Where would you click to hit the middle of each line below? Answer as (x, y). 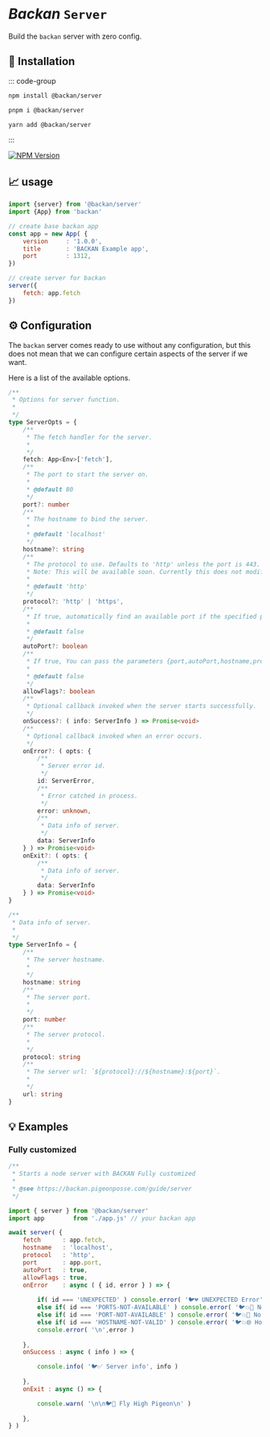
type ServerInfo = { (43, 945)
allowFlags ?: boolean (59, 691)
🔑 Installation (42, 61)
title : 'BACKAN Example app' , (86, 249)
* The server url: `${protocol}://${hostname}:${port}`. (123, 1072)
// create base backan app (53, 226)
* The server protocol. (66, 1034)
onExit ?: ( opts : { (55, 856)
